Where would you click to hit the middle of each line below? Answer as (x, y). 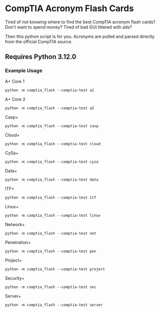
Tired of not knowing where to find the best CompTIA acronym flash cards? (80, 22)
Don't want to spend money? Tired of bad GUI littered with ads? (69, 27)
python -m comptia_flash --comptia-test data (52, 180)
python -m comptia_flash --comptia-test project (55, 269)
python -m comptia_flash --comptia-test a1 (50, 90)
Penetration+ (18, 242)
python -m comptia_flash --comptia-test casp (52, 126)
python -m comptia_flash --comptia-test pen (51, 251)
